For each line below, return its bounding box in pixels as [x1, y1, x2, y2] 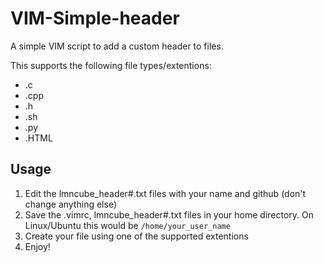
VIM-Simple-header [10, 7, 180, 30]
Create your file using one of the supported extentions [24, 230, 249, 242]
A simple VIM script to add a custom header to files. [10, 40, 224, 52]
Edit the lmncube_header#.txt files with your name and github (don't [24, 187, 307, 199]
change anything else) [24, 198, 117, 210]
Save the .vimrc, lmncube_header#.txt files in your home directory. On [24, 208, 315, 221]
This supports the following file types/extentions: [10, 59, 212, 71]
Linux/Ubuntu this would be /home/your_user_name [24, 219, 231, 231]
